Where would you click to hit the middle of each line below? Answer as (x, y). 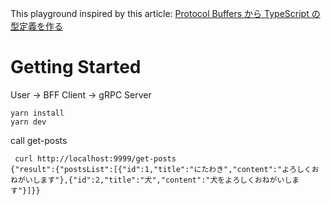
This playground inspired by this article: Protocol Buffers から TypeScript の (165, 13)
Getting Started (76, 67)
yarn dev (28, 122)
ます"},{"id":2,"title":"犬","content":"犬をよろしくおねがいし (166, 180)
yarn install (37, 113)
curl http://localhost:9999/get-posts (95, 158)
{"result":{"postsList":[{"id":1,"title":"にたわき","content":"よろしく (161, 169)
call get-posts (39, 140)
